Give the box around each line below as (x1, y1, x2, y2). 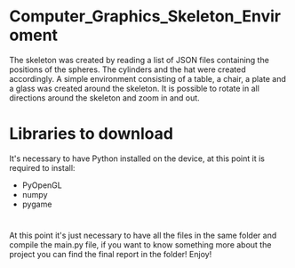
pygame (21, 199, 52, 209)
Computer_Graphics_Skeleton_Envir (9, 6, 282, 27)
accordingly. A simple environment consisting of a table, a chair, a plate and (9, 73, 286, 84)
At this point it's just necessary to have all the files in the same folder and (9, 230, 277, 241)
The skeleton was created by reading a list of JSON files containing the (9, 54, 269, 65)
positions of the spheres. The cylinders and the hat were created (9, 64, 246, 75)
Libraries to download (9, 124, 173, 144)
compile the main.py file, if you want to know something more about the (9, 240, 272, 250)
